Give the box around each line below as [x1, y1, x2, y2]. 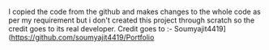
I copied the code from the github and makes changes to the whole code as [8, 7, 261, 16]
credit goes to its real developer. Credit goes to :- [8, 24, 173, 33]
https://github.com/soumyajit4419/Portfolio [11, 32, 155, 42]
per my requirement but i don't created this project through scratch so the [8, 15, 255, 25]
